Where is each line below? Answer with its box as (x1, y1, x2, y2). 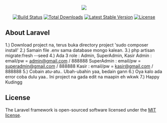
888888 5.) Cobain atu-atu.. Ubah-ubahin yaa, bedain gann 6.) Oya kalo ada (5, 68, 162, 74)
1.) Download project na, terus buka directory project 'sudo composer (5, 41, 148, 47)
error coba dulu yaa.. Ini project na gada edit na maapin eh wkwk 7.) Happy (5, 73, 160, 79)
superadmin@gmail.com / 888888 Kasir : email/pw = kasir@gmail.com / (5, 63, 153, 69)
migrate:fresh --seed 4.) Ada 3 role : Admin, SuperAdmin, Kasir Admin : (5, 52, 152, 58)
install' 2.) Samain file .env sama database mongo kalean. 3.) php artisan (5, 47, 155, 53)
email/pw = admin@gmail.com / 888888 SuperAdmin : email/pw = (5, 57, 141, 63)
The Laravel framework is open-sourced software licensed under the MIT (5, 106, 156, 112)
